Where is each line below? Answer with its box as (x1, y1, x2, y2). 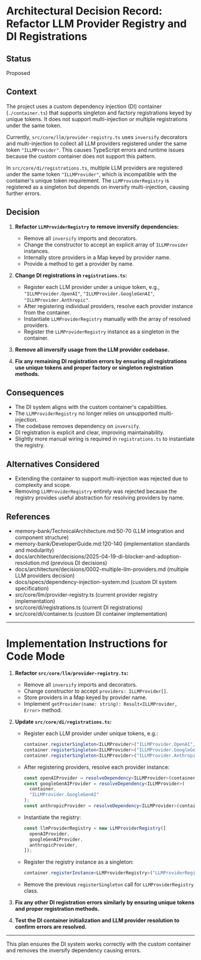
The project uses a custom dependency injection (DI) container (6, 103, 162, 110)
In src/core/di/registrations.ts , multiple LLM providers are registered (6, 164, 183, 171)
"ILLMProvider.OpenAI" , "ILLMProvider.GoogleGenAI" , (23, 290, 155, 297)
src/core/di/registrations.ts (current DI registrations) (14, 604, 143, 611)
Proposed (6, 70, 31, 76)
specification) (14, 585, 49, 592)
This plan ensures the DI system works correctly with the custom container (6, 940, 191, 948)
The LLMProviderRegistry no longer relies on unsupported (14, 410, 158, 417)
